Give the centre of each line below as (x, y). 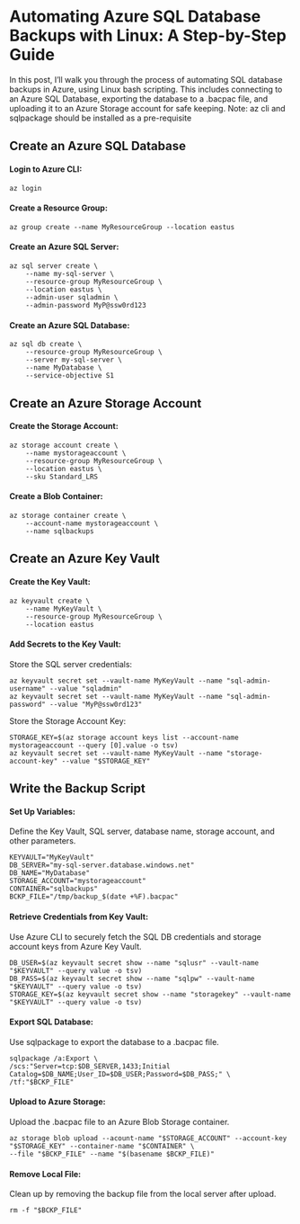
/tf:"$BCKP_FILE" (42, 1082)
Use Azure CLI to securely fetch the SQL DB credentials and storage (136, 936)
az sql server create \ (54, 266)
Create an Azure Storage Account (106, 403)
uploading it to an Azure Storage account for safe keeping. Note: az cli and (147, 108)
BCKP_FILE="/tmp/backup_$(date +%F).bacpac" (94, 897)
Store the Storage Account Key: (68, 720)
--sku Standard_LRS (62, 477)
